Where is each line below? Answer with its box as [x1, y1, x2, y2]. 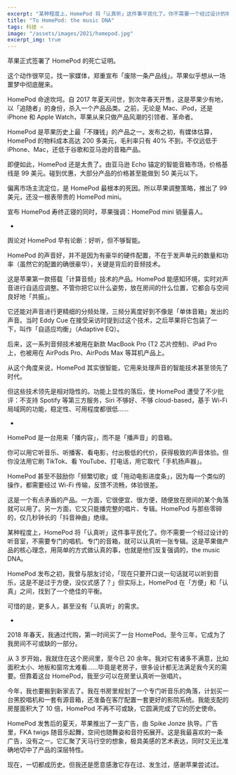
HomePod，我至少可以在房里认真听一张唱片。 [51, 672, 185, 680]
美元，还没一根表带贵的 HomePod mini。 [7, 193, 126, 201]
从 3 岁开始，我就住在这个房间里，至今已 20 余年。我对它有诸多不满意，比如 [7, 654, 229, 663]
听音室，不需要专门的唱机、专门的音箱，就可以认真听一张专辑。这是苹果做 [7, 537, 223, 545]
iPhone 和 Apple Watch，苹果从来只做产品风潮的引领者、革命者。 [7, 113, 197, 122]
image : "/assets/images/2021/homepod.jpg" [7, 30, 133, 37]
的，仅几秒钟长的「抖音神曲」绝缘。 [7, 514, 112, 522]
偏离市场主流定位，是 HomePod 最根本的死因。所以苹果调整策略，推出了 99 [7, 184, 228, 193]
